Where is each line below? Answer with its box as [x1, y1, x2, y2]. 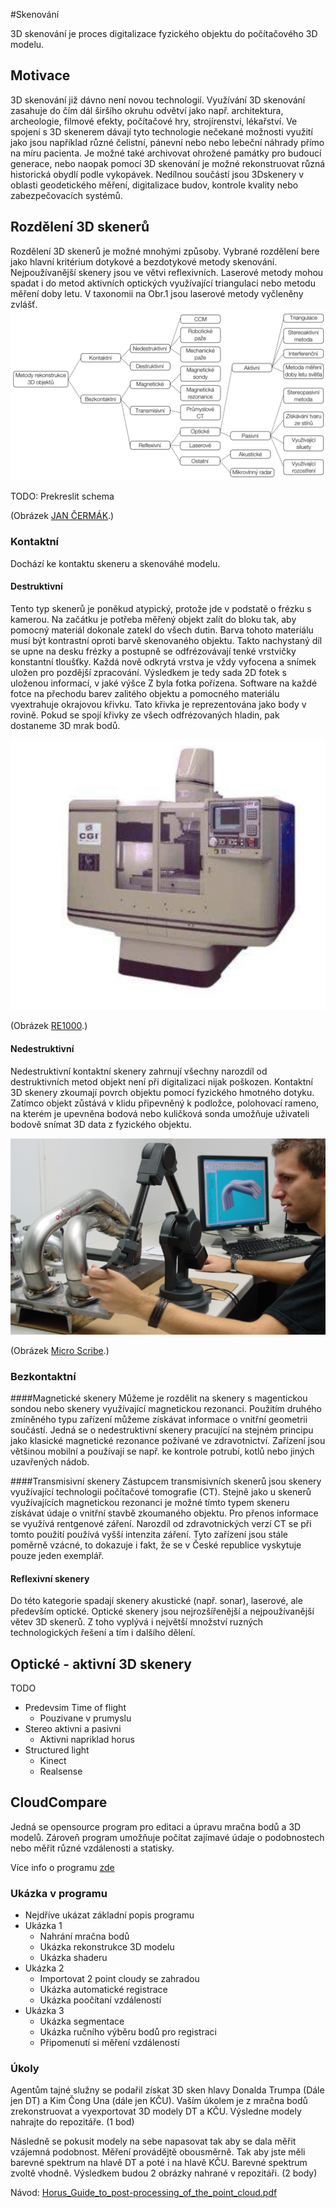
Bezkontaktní [10, 1369, 77, 1383]
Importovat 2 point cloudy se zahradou [39, 1973, 200, 1985]
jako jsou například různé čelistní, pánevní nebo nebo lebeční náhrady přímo [10, 136, 325, 148]
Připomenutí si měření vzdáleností [39, 2037, 180, 2049]
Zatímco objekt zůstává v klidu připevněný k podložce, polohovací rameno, [10, 1097, 320, 1109]
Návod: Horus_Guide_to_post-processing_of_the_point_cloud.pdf [10, 2187, 278, 2199]
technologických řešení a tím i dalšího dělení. [10, 1627, 196, 1639]
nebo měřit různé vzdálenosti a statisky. [10, 1842, 175, 1854]
